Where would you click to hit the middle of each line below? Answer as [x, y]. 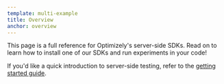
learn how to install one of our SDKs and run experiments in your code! [107, 53]
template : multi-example [42, 13]
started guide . [27, 73]
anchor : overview [32, 26]
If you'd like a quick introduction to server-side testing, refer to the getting [111, 66]
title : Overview [30, 20]
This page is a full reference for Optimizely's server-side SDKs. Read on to [112, 46]
